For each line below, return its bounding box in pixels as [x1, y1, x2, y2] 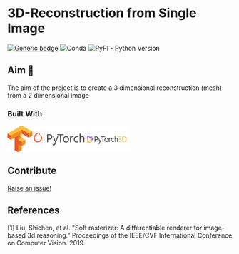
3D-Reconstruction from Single [7, 5, 198, 21]
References [7, 205, 60, 217]
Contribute [7, 165, 57, 177]
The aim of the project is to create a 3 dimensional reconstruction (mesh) [7, 83, 223, 92]
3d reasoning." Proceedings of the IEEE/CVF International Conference [27, 230, 233, 240]
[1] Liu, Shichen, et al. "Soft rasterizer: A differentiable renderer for [7, 223, 203, 232]
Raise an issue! [7, 183, 52, 192]
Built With [7, 108, 43, 118]
